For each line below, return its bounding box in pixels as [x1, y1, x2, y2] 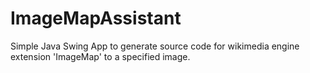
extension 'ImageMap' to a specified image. [10, 50, 191, 62]
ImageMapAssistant [10, 7, 182, 30]
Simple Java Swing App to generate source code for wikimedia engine [10, 40, 300, 52]
